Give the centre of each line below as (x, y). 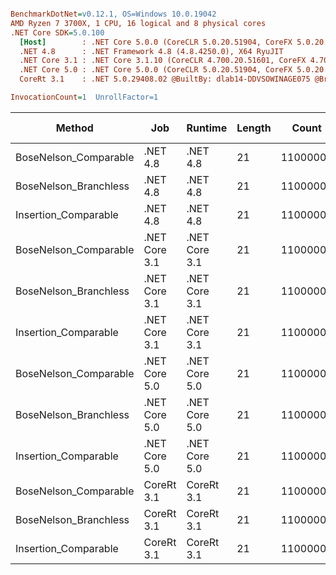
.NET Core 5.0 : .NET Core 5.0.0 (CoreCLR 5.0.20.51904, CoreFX (156, 70)
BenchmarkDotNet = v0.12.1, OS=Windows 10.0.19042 (113, 14)
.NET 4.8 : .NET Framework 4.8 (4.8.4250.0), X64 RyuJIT (151, 51)
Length (254, 128)
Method (74, 128)
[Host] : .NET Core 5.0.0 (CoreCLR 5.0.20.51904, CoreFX (156, 42)
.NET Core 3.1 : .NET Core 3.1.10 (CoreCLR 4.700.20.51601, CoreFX (163, 61)
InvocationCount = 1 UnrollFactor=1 (84, 97)
